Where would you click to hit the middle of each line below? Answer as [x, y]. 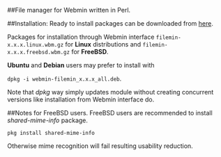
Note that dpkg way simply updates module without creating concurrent [110, 92]
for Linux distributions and [103, 44]
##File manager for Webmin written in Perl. [69, 10]
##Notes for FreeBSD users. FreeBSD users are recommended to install [110, 113]
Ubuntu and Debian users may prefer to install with [81, 65]
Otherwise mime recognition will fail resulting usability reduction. [100, 146]
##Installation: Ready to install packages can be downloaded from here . [110, 23]
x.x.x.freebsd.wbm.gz [39, 52]
